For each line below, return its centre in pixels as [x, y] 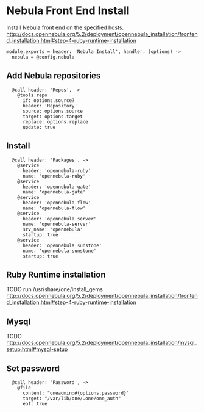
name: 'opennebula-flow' [54, 208]
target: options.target [53, 117]
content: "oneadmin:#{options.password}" [76, 393]
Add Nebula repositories [54, 76]
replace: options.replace [55, 122]
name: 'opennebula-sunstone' [59, 251]
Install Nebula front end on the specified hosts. [65, 27]
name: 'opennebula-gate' [54, 192]
